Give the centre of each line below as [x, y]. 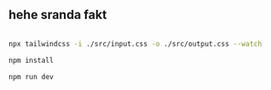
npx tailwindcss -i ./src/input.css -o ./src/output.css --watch [135, 44]
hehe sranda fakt [57, 15]
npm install [31, 60]
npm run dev [31, 76]
